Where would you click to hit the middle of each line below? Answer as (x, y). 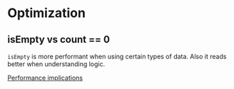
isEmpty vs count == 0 (59, 40)
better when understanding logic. (56, 64)
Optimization (46, 13)
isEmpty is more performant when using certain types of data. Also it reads (117, 56)
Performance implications (45, 78)
